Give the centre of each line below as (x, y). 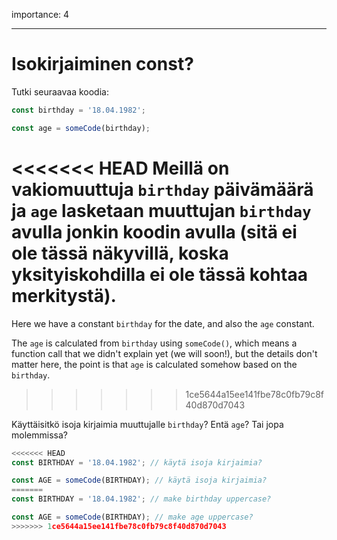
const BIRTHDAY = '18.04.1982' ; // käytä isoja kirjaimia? (137, 462)
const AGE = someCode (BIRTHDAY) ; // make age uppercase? (132, 517)
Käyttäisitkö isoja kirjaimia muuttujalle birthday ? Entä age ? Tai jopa (147, 424)
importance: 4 (40, 14)
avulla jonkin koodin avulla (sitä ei (154, 231)
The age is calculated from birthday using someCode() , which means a (154, 343)
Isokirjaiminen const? (102, 64)
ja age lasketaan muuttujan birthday (161, 210)
